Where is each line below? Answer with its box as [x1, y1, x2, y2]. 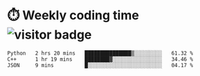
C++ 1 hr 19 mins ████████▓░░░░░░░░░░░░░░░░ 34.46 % [7, 55, 194, 63]
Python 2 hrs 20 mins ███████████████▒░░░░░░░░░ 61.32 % [7, 50, 194, 57]
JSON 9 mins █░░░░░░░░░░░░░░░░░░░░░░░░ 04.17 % [7, 61, 194, 68]
